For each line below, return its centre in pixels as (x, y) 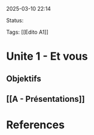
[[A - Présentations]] (46, 99)
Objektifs (24, 79)
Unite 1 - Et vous (47, 56)
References (35, 125)
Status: (15, 20)
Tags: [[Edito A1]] (28, 32)
